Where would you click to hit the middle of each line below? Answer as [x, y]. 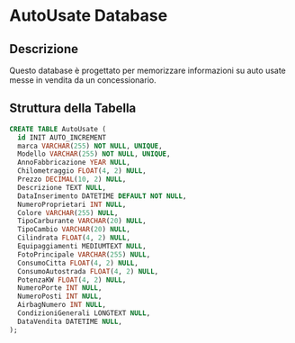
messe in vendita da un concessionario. [83, 80]
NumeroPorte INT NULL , [60, 288]
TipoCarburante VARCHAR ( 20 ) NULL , [82, 221]
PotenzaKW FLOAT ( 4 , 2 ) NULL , [72, 280]
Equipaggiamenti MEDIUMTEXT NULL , [82, 247]
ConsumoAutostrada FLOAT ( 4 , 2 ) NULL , [88, 271]
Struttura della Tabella [73, 108]
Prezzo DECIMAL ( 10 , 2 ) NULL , [72, 180]
